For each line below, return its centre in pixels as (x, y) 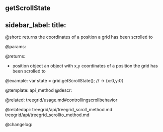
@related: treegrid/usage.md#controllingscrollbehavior (61, 100)
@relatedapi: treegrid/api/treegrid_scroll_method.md (59, 110)
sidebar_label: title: (36, 25)
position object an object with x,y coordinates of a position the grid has (85, 66)
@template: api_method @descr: (39, 90)
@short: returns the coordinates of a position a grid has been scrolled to (79, 37)
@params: (16, 47)
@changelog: (19, 125)
